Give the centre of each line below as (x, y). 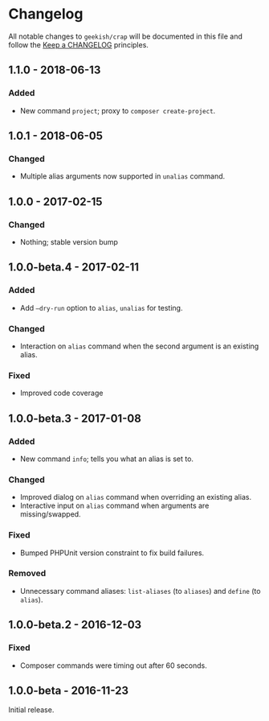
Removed (27, 574)
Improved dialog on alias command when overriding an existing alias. (135, 497)
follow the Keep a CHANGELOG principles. (78, 44)
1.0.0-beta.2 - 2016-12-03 (75, 625)
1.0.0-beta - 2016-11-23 (69, 690)
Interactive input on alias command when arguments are (114, 506)
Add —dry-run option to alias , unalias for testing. (101, 307)
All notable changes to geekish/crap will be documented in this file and (125, 36)
